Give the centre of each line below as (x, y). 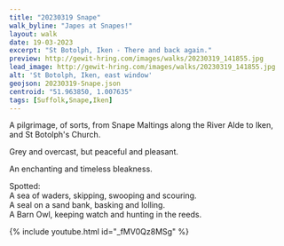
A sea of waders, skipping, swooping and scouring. (103, 195)
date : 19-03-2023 (41, 42)
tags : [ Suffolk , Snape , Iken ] (61, 100)
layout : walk (33, 34)
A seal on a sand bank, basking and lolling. (87, 205)
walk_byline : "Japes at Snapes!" (71, 26)
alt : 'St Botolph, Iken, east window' (81, 75)
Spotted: (25, 186)
